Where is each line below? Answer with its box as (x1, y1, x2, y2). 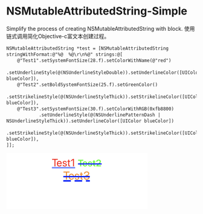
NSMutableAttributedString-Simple (6, 4, 187, 18)
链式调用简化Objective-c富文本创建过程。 (6, 32, 110, 40)
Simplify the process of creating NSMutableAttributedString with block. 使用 (6, 25, 195, 32)
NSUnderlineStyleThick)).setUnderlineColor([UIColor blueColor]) (6, 118, 174, 124)
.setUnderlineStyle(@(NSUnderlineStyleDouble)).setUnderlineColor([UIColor (6, 70, 201, 76)
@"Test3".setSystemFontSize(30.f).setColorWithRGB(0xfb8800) (17, 106, 174, 112)
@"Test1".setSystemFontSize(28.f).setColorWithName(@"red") (17, 57, 172, 63)
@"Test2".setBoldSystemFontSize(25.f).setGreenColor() (17, 82, 158, 88)
